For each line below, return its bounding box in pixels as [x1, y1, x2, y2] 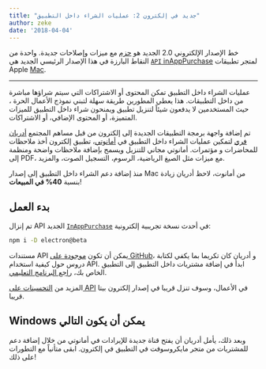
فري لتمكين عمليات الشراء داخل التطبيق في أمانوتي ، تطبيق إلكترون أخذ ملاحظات [9, 136, 247, 146]
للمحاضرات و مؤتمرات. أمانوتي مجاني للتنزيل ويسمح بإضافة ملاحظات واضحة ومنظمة [9, 145, 258, 154]
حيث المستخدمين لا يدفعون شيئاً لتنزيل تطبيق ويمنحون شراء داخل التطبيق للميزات [9, 105, 249, 114]
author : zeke [9, 19, 52, 27]
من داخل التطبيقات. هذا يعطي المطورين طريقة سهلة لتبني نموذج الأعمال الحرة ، [9, 96, 244, 105]
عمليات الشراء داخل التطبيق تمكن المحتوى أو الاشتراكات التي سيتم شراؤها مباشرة [9, 88, 251, 97]
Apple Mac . [9, 65, 47, 74]
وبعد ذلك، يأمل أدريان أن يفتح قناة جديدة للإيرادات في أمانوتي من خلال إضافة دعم [9, 335, 246, 344]
